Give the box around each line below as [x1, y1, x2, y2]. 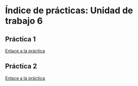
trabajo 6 [5, 15, 43, 27]
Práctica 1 [5, 35, 36, 43]
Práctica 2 [5, 62, 37, 71]
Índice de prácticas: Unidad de [5, 5, 134, 16]
